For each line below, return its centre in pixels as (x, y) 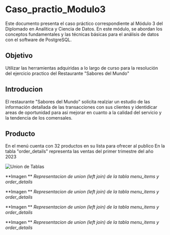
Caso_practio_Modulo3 (55, 9)
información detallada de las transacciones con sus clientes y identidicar (81, 107)
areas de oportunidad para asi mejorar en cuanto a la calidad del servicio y (83, 112)
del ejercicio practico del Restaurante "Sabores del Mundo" (67, 73)
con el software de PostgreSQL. (39, 40)
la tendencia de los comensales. (39, 118)
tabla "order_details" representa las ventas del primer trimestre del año (79, 152)
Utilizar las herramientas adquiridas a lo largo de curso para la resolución (82, 68)
